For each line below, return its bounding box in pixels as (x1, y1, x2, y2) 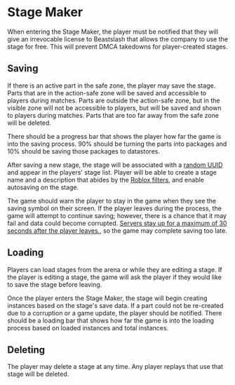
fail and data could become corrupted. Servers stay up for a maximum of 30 (7, 219, 227, 227)
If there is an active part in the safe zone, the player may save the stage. (7, 81, 216, 90)
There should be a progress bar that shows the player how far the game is (7, 132, 222, 140)
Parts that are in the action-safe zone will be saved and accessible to (7, 88, 207, 97)
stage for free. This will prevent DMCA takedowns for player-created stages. (7, 42, 228, 50)
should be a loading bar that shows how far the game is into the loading (7, 316, 215, 325)
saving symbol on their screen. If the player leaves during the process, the (7, 204, 222, 212)
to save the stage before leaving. (7, 280, 102, 288)
